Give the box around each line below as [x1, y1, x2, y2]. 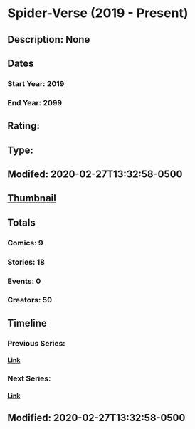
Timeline [7, 317, 48, 329]
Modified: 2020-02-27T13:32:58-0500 [7, 412, 186, 424]
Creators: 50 [7, 295, 53, 305]
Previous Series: [7, 338, 65, 348]
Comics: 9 [7, 238, 44, 248]
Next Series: [7, 374, 51, 383]
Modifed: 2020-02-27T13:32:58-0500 [7, 168, 183, 180]
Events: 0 [7, 276, 41, 286]
